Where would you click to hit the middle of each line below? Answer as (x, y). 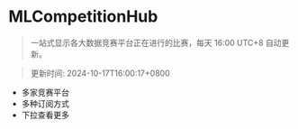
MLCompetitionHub (83, 17)
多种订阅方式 (45, 103)
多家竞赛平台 (45, 92)
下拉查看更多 (45, 115)
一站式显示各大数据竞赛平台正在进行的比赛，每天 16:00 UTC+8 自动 (156, 42)
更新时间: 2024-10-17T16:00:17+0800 (100, 73)
